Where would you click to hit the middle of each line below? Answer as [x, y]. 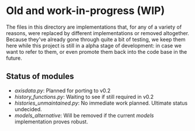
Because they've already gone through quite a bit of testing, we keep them [96, 39]
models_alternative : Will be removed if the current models [84, 115]
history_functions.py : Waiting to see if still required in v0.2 [84, 96]
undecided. [28, 109]
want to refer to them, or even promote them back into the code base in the [97, 51]
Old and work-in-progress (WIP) [86, 11]
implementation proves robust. [51, 122]
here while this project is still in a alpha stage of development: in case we [94, 46]
